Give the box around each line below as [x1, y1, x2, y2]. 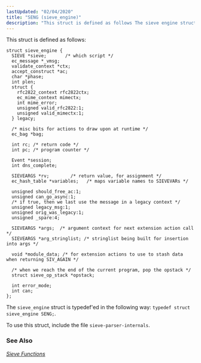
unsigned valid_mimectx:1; [17, 110, 84, 116]
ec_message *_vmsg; [11, 58, 60, 64]
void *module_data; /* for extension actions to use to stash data [11, 251, 184, 257]
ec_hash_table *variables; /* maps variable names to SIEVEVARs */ [11, 179, 188, 184]
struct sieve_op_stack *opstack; [11, 272, 95, 278]
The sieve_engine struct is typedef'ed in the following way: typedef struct [6, 304, 190, 311]
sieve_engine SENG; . [6, 310, 56, 317]
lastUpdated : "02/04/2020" [6, 8, 74, 15]
